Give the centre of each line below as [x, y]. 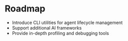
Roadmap [25, 9]
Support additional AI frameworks [47, 27]
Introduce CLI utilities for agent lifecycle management [67, 22]
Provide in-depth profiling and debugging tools [60, 33]
